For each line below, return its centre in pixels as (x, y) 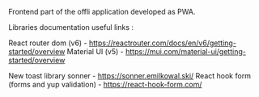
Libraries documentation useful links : (71, 27)
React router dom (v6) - (48, 43)
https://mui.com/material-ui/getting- (186, 51)
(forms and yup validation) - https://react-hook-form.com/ (105, 84)
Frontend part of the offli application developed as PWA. (102, 12)
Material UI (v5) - (95, 51)
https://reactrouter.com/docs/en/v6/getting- (163, 43)
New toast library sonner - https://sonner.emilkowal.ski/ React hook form (129, 76)
